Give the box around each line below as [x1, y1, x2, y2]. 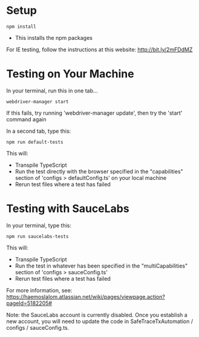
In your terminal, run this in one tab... [6, 87, 98, 94]
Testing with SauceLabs [6, 202, 129, 216]
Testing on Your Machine [6, 67, 134, 81]
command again [6, 115, 47, 123]
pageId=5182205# [6, 300, 53, 307]
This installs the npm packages [15, 34, 93, 41]
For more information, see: [6, 286, 73, 294]
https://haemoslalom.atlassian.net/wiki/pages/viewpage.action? [6, 293, 165, 300]
